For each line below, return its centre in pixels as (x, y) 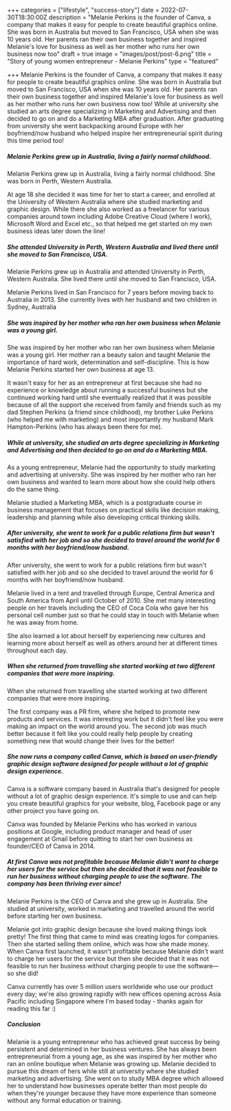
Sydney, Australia (32, 307)
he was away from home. (43, 622)
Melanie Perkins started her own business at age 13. (81, 369)
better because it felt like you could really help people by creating (100, 733)
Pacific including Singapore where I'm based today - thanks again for (105, 1001)
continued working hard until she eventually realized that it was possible (109, 397)
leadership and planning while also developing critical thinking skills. (104, 517)
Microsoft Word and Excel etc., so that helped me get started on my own (110, 223)
